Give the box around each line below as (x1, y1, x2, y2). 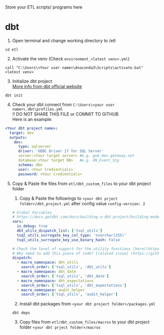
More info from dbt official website (12, 83, 82, 89)
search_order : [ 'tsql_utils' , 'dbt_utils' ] (21, 265, 112, 270)
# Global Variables (12, 210, 52, 215)
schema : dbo (18, 162, 43, 167)
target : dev (9, 130, 34, 135)
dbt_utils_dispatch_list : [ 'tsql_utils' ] (17, 228, 103, 233)
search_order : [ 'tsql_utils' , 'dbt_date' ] (21, 274, 109, 278)
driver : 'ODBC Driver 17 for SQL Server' (18, 149, 104, 154)
